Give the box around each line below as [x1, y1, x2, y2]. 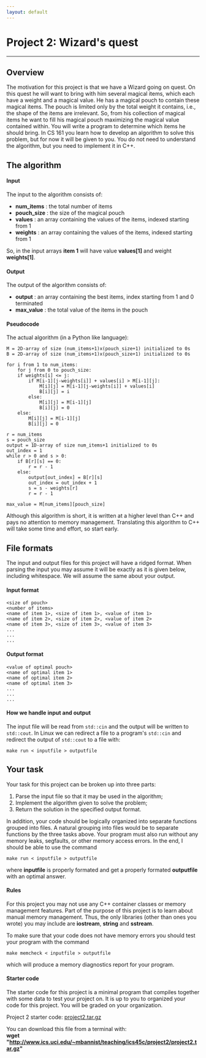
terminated [15, 300, 43, 307]
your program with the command [6, 938, 90, 945]
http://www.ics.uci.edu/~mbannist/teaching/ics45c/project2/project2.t [9, 1038, 197, 1046]
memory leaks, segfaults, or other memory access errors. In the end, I [6, 837, 183, 844]
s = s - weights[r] [28, 485, 78, 491]
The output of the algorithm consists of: [6, 282, 107, 289]
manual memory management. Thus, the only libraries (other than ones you [6, 913, 197, 921]
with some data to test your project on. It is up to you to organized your [6, 995, 186, 1003]
